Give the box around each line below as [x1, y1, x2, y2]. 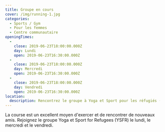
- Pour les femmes [9, 26, 48, 30]
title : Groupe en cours [5, 7, 54, 12]
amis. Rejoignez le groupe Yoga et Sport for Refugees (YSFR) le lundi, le [5, 117, 151, 123]
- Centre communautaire [9, 30, 58, 35]
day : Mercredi [14, 67, 43, 72]
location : [5, 94, 26, 99]
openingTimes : [5, 35, 34, 40]
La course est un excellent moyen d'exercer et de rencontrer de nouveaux [5, 112, 155, 118]
